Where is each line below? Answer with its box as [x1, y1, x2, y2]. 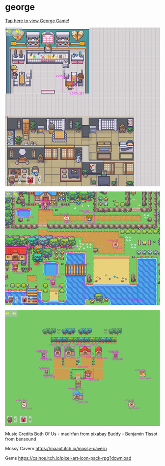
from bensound [5, 436, 36, 442]
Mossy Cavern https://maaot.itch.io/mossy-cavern [5, 445, 107, 451]
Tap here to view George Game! [5, 18, 70, 24]
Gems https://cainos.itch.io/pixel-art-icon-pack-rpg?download [5, 455, 132, 461]
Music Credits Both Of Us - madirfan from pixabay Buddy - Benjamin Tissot [5, 431, 158, 437]
